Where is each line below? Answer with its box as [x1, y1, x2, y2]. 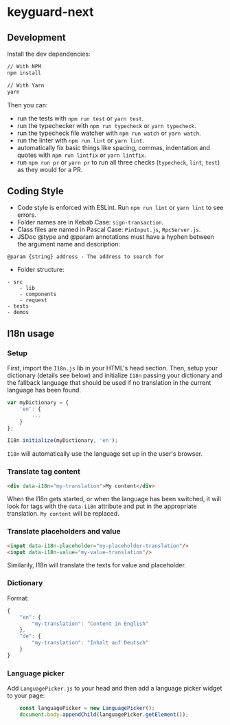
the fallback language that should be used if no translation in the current [7, 379, 211, 386]
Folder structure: [16, 266, 65, 274]
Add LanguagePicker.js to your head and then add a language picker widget [7, 684, 222, 693]
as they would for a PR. [16, 165, 83, 174]
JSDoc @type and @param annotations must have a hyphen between [16, 233, 214, 241]
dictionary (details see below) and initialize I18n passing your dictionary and [7, 371, 222, 379]
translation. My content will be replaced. [7, 509, 119, 518]
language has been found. [7, 386, 81, 394]
